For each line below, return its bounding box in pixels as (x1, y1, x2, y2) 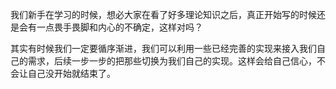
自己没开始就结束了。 (27, 68, 116, 79)
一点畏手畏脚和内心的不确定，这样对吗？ (36, 21, 203, 33)
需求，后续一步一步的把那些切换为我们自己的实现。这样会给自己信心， (27, 55, 317, 67)
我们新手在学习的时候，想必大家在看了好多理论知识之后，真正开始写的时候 (10, 9, 317, 20)
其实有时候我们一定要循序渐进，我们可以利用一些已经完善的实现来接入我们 (10, 43, 317, 54)
